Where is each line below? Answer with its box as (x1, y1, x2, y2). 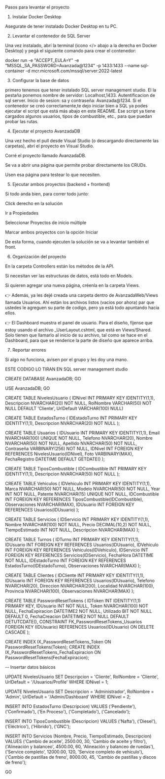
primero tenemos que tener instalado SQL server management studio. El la (5, 87, 157, 93)
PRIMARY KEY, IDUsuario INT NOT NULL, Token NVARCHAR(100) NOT (5, 603, 149, 609)
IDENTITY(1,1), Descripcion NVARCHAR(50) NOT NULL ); (5, 471, 120, 477)
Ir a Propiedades (5, 210, 38, 216)
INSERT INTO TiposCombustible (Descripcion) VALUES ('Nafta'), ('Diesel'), (5, 718, 157, 724)
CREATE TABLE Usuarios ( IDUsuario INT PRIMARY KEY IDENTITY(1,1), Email (5, 430, 160, 436)
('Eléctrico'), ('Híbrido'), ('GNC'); (5, 724, 71, 729)
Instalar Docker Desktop (12, 14, 62, 19)
